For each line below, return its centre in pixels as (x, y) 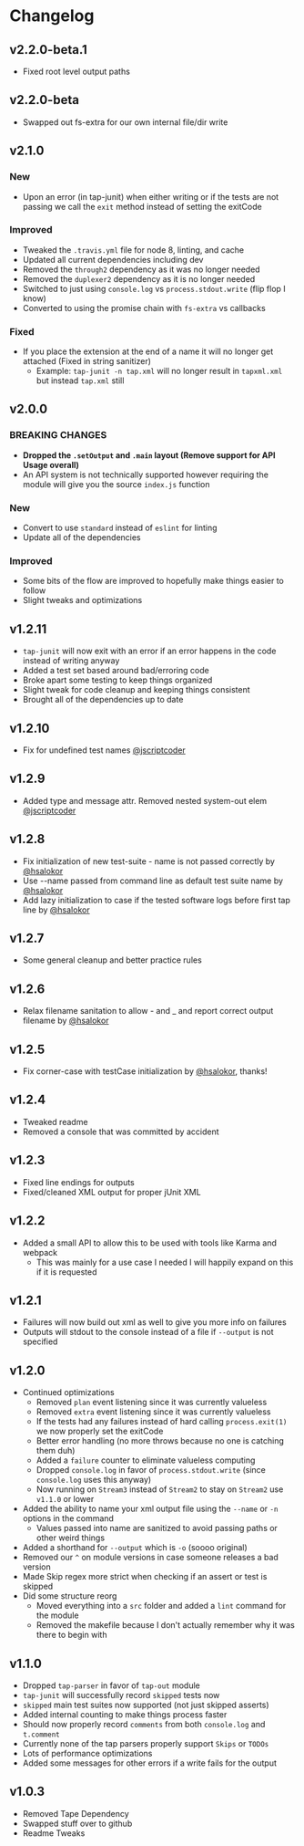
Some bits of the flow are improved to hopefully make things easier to (153, 581)
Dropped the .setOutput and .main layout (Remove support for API (149, 455)
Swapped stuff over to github (77, 1823)
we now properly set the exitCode (100, 1431)
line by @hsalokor (56, 910)
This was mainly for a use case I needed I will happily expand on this (165, 1262)
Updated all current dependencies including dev (113, 259)
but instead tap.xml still (80, 381)
